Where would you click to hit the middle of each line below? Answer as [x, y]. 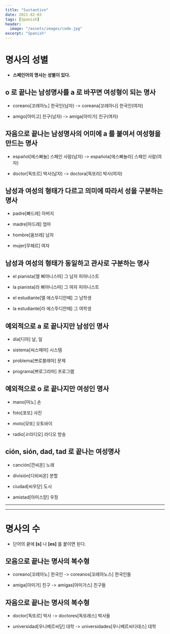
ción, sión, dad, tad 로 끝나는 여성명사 [63, 452]
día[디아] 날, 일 [28, 339]
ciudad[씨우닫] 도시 [32, 486]
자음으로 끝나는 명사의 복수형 [48, 602]
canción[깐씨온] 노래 [33, 465]
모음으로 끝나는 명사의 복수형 [48, 561]
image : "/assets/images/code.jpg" [46, 29]
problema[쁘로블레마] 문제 [39, 360]
